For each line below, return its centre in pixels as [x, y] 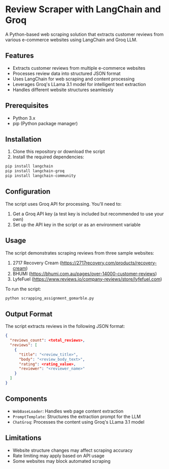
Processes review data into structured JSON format [66, 73]
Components [26, 399]
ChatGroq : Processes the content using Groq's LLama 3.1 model [78, 422]
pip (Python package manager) [45, 123]
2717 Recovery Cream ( [37, 263]
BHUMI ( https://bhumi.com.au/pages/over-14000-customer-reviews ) [85, 273]
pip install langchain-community [41, 176]
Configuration [28, 192]
